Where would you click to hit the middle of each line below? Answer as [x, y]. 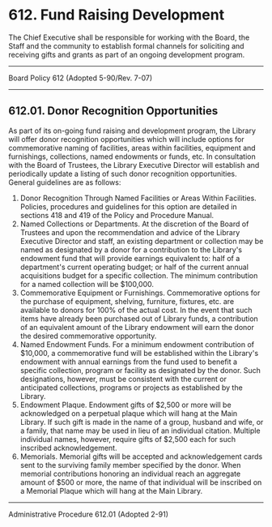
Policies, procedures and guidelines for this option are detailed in [128, 206]
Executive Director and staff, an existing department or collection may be [142, 241]
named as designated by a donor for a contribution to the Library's [131, 250]
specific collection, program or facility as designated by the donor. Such [140, 370]
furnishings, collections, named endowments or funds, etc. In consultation [132, 156]
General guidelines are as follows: [65, 182]
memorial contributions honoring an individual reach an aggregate [130, 473]
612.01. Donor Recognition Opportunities [113, 111]
